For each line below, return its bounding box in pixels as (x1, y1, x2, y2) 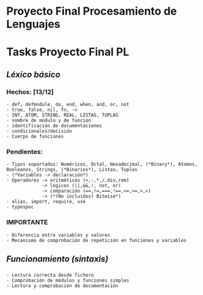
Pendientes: (6, 147, 43, 156)
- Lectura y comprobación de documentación (6, 282, 119, 289)
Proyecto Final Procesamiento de (6, 4, 177, 18)
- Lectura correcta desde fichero (6, 272, 94, 278)
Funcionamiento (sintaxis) (6, 254, 109, 265)
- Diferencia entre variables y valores (6, 232, 111, 238)
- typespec (6, 204, 34, 210)
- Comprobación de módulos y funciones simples (6, 277, 130, 283)
